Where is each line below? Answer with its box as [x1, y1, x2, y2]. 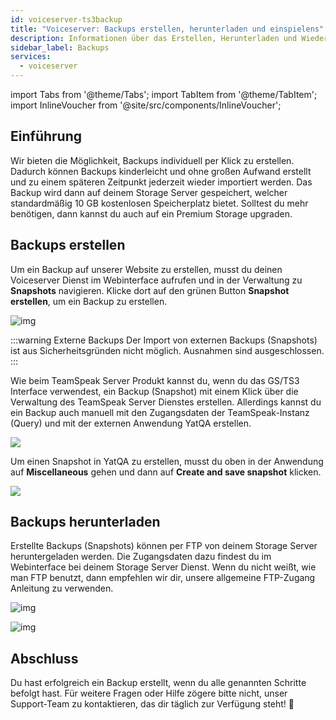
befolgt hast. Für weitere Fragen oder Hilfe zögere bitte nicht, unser [10, 687, 288, 700]
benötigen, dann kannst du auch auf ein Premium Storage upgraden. [10, 207, 293, 220]
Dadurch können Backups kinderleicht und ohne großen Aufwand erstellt [10, 165, 312, 177]
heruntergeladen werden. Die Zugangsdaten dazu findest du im [10, 551, 272, 563]
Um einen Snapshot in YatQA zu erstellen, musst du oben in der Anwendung [10, 455, 324, 467]
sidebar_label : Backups [10, 42, 110, 53]
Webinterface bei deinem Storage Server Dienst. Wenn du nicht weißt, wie [10, 561, 317, 573]
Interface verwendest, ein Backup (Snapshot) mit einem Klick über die [10, 385, 299, 397]
